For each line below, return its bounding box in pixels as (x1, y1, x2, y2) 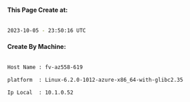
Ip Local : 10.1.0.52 (7, 89, 74, 96)
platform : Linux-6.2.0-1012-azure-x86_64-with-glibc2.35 (7, 77, 184, 84)
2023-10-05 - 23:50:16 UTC (7, 27, 86, 34)
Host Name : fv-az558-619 (7, 64, 83, 71)
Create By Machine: (7, 42, 67, 50)
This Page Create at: (7, 6, 68, 14)
